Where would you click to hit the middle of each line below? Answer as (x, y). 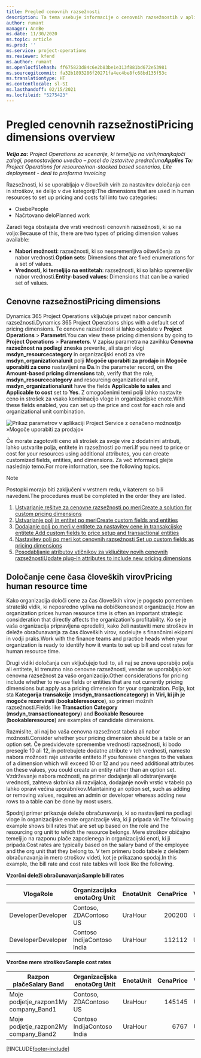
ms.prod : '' (21, 45)
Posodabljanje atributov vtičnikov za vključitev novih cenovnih (91, 552)
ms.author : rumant (29, 62)
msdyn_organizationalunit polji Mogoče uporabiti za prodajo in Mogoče (97, 360)
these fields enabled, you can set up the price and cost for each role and (96, 405)
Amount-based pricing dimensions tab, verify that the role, (80, 373)
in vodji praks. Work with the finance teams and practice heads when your (97, 639)
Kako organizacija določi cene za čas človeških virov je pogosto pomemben (100, 601)
